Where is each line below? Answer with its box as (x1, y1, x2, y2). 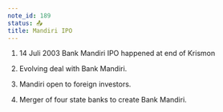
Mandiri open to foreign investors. (18, 79, 132, 89)
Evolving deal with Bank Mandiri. (18, 64, 128, 74)
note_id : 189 (7, 11, 51, 20)
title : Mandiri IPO (7, 26, 73, 34)
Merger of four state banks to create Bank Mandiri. (18, 95, 188, 105)
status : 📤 (7, 19, 43, 27)
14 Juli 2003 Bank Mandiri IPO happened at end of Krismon (18, 49, 216, 58)
